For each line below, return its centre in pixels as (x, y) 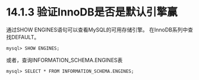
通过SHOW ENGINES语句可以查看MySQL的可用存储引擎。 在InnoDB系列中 (97, 30)
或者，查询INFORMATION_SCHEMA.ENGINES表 (64, 60)
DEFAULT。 (25, 37)
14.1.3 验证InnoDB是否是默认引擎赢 (92, 12)
